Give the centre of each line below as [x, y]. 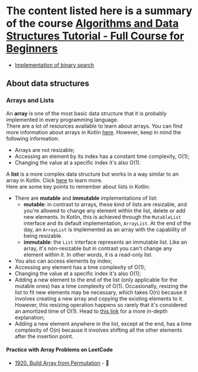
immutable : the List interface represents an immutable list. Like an [105, 242]
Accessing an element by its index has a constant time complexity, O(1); [102, 156]
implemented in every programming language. [62, 119]
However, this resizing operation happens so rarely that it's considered [101, 305]
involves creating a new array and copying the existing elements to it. [99, 298]
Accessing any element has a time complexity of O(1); [80, 267]
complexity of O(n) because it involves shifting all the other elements [98, 330]
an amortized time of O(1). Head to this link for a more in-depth [91, 311]
